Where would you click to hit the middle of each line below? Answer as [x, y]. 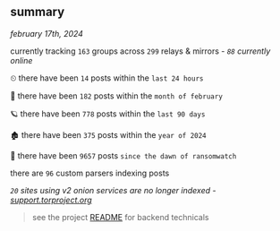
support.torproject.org [51, 200]
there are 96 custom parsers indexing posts [90, 173]
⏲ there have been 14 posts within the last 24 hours [107, 78]
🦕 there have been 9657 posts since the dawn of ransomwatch [123, 155]
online [21, 60]
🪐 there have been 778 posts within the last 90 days [108, 114]
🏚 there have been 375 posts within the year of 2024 [108, 134]
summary [38, 12]
